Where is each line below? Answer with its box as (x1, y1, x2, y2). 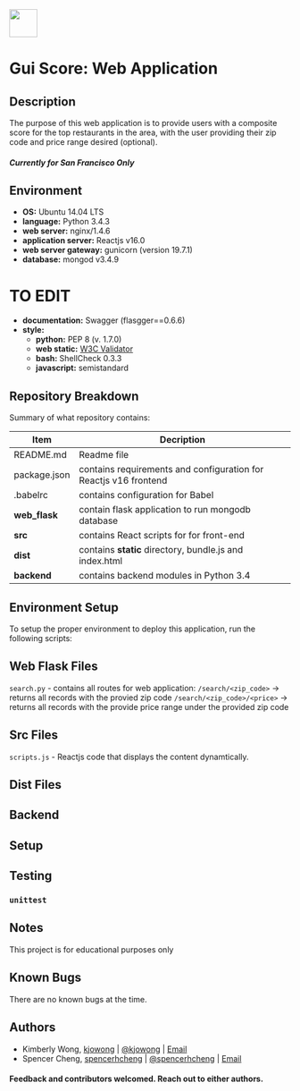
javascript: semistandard (35, 362, 129, 374)
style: (21, 325, 45, 335)
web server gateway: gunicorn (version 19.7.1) (21, 245, 194, 256)
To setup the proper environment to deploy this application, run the (9, 623, 256, 634)
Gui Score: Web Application (9, 58, 219, 79)
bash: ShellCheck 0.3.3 (35, 353, 122, 364)
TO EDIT (9, 285, 71, 306)
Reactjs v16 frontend (79, 474, 168, 486)
